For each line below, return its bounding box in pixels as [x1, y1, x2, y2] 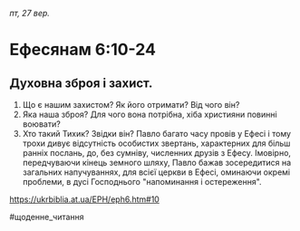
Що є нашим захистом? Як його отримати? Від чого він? [22, 100, 240, 110]
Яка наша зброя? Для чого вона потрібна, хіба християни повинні [22, 109, 278, 120]
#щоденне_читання [9, 212, 84, 222]
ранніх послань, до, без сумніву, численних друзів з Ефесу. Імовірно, [22, 148, 292, 158]
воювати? [22, 119, 61, 130]
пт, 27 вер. [9, 8, 50, 18]
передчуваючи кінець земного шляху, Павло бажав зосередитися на [22, 158, 292, 168]
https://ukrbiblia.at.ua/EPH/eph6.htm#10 [9, 194, 160, 205]
